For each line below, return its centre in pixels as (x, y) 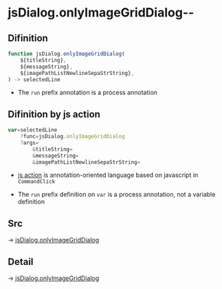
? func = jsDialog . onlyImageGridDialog (73, 137)
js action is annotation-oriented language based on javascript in (108, 175)
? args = (30, 142)
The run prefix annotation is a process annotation (87, 93)
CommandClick (36, 182)
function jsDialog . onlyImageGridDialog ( (67, 54)
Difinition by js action (54, 114)
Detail (21, 262)
